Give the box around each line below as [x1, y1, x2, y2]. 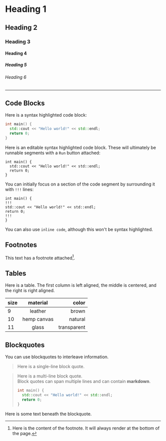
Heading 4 [5, 51, 27, 57]
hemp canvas [22, 316, 54, 323]
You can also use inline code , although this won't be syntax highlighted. [5, 226, 153, 232]
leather [29, 308, 46, 315]
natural [69, 316, 85, 323]
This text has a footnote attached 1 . [5, 254, 76, 261]
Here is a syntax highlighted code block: [5, 112, 87, 118]
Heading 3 [5, 38, 31, 45]
